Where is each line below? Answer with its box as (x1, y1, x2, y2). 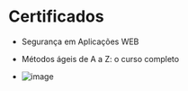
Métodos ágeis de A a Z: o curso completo (21, 53, 180, 64)
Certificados (8, 6, 104, 27)
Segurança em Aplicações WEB (21, 36, 139, 47)
